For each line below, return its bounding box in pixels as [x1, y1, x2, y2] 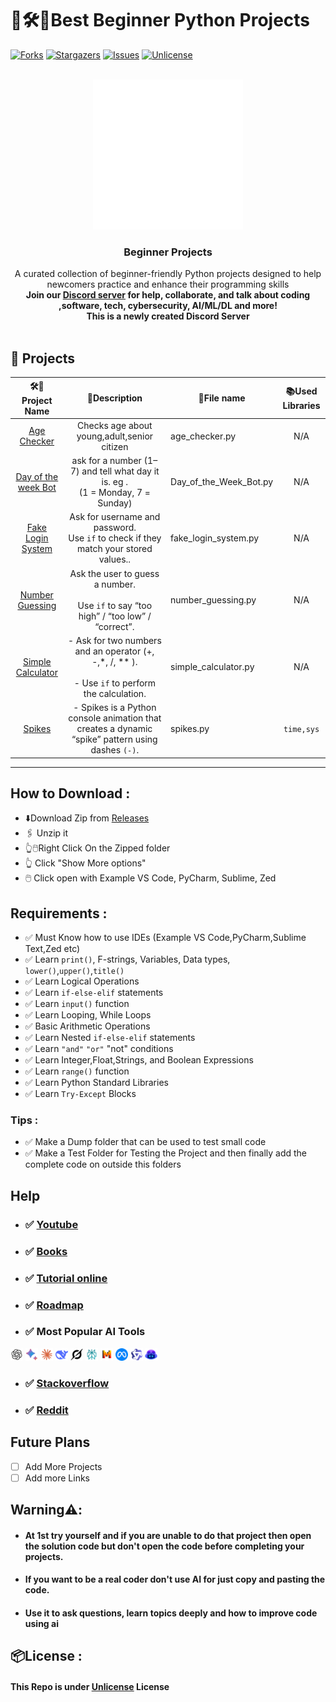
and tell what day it [81, 465, 160, 477]
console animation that [68, 712, 162, 724]
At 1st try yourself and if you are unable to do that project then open [24, 1529, 312, 1541]
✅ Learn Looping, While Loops [24, 1009, 152, 1021]
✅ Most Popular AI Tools [24, 1325, 146, 1339]
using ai [24, 1617, 59, 1629]
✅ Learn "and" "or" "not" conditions [24, 1043, 174, 1055]
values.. [98, 553, 132, 566]
